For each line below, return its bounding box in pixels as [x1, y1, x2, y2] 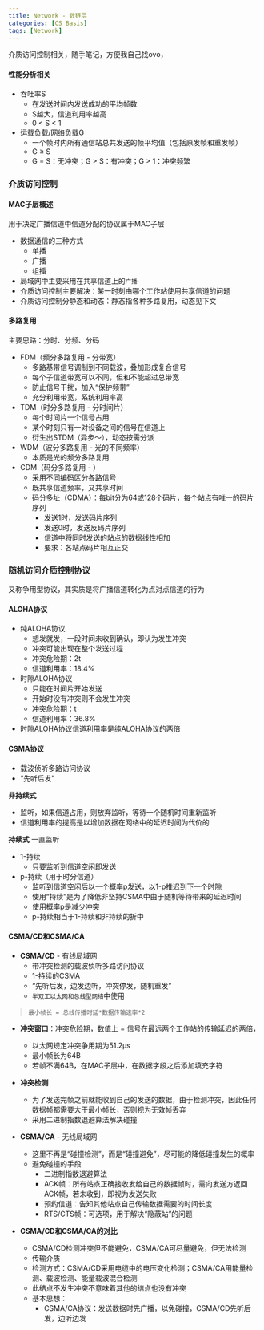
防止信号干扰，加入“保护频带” [31, 382, 130, 391]
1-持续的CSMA [31, 971, 81, 980]
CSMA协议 [8, 744, 45, 753]
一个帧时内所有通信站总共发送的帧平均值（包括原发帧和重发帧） [31, 137, 242, 147]
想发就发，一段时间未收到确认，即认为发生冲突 [31, 634, 186, 643]
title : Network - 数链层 [8, 11, 88, 20]
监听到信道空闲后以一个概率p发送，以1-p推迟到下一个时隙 [31, 882, 222, 891]
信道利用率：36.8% [31, 714, 96, 724]
